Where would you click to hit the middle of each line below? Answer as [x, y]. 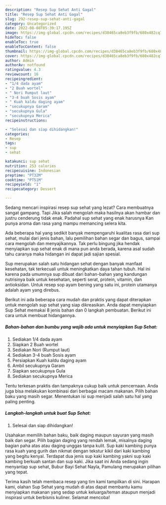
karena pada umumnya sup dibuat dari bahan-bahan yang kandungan [76, 274]
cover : [12, 56]
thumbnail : [16, 51]
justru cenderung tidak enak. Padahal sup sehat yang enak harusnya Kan [80, 218]
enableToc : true [22, 42]
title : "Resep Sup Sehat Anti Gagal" [44, 14]
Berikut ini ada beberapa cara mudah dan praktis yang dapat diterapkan [78, 300]
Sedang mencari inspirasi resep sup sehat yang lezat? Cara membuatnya [80, 207]
